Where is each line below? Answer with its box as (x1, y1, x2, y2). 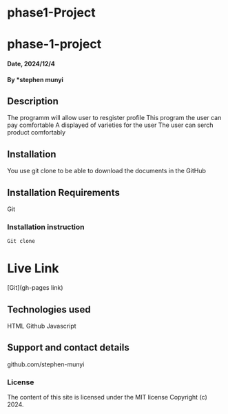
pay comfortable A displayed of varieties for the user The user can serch (7, 121, 214, 129)
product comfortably (7, 128, 66, 137)
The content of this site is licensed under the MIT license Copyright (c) (7, 393, 208, 402)
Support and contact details (7, 342, 129, 353)
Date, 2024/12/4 (7, 59, 55, 68)
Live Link (7, 261, 60, 277)
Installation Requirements (7, 186, 121, 198)
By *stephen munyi (7, 75, 64, 83)
